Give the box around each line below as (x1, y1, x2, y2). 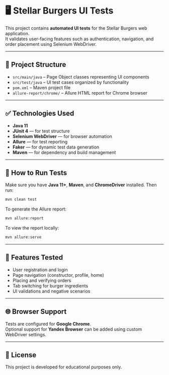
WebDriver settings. (5, 331, 47, 337)
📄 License (5, 351, 37, 359)
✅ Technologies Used (5, 109, 74, 118)
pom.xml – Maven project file (12, 85, 71, 91)
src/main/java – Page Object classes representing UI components (12, 73, 149, 80)
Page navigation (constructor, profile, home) (12, 272, 104, 278)
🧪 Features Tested (5, 253, 63, 262)
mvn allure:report (5, 216, 44, 221)
